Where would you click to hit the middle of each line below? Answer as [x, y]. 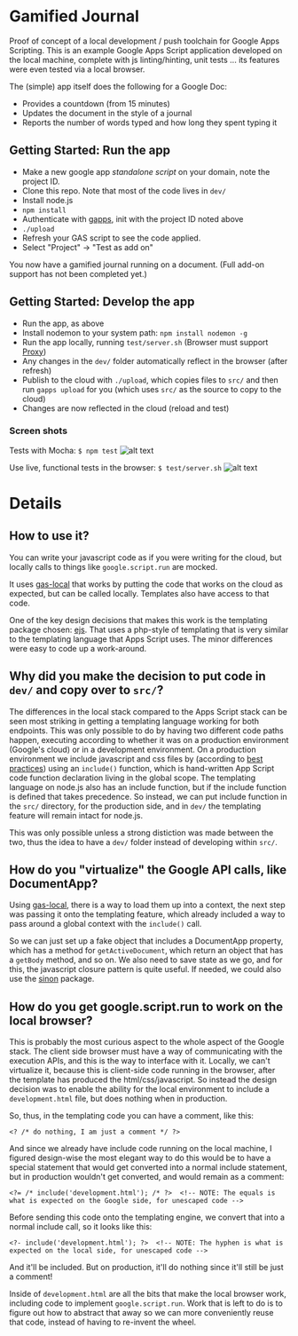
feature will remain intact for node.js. [76, 815]
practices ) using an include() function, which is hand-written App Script [142, 768]
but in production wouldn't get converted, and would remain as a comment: [147, 1177]
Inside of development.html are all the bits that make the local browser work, [148, 1294]
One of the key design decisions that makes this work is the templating [138, 620]
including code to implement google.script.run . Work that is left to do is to [146, 1303]
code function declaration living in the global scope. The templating [133, 778]
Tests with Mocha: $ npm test [63, 450]
